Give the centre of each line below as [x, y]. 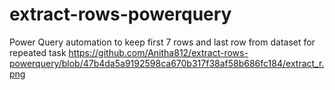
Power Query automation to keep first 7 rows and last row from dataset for [162, 42]
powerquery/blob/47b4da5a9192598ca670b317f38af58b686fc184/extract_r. [167, 63]
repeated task [38, 52]
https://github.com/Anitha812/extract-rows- [158, 52]
